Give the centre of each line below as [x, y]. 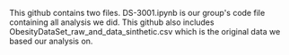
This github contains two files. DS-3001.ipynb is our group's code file [137, 13]
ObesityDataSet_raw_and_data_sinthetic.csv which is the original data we [145, 31]
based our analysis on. [51, 41]
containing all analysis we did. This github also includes [112, 22]
